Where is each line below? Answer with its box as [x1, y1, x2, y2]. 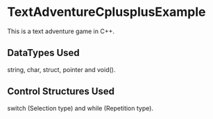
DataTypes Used [7, 47, 80, 59]
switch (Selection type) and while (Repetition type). [7, 104, 154, 112]
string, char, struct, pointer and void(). [7, 65, 116, 73]
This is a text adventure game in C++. [7, 27, 114, 35]
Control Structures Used [7, 86, 115, 98]
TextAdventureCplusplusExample [7, 4, 206, 20]
